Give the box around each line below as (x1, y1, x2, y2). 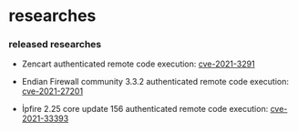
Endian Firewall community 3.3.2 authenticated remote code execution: (21, 76, 289, 87)
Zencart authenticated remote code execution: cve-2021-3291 (21, 58, 256, 69)
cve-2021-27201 (21, 86, 84, 96)
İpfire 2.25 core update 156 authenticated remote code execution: (21, 104, 269, 115)
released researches (8, 38, 102, 51)
